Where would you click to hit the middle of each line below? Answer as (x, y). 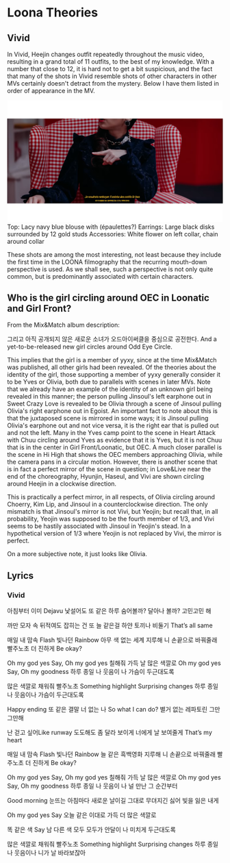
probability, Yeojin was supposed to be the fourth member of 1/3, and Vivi (111, 519)
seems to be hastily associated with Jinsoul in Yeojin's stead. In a (99, 526)
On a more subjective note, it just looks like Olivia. (77, 554)
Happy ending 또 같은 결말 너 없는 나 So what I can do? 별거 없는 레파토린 (107, 709)
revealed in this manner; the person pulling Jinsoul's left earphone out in (109, 397)
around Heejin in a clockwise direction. (62, 484)
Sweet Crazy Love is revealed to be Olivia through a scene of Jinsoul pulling (114, 404)
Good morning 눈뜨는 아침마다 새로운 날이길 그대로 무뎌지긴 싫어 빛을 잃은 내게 (113, 800)
